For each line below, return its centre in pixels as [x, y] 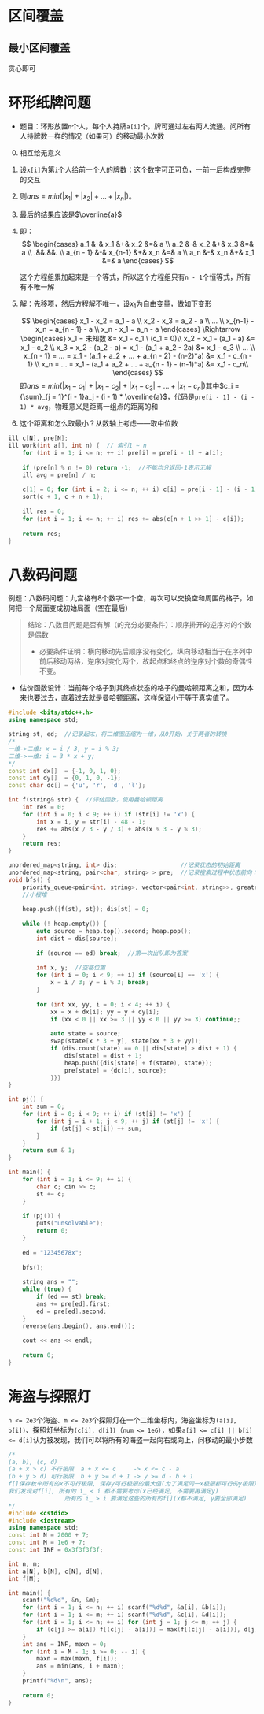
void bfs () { [29, 879]
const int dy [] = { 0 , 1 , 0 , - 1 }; [65, 778]
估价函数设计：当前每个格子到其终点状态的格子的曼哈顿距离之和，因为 [133, 688]
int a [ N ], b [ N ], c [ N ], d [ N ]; [56, 1571]
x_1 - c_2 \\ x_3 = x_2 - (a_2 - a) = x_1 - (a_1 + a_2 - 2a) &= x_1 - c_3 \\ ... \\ [138, 347]
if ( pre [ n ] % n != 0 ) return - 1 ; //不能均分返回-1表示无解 [117, 467]
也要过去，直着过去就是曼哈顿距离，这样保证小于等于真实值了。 [130, 697]
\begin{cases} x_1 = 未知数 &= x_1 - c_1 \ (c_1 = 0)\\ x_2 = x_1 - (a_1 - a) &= [138, 338]
